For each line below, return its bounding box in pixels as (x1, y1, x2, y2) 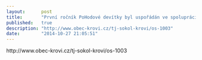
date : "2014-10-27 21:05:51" (6, 31, 98, 37)
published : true (6, 20, 52, 26)
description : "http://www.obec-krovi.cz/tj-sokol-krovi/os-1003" (6, 25, 173, 31)
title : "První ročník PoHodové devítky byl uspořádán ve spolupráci (6, 14, 198, 20)
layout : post (6, 8, 52, 15)
